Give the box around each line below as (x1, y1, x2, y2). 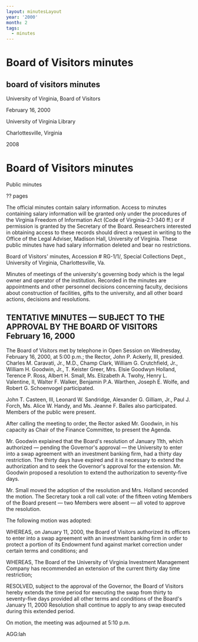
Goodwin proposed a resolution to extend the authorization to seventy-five (6, 469, 187, 476)
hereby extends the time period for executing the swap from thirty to (6, 588, 173, 596)
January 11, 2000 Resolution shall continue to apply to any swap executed (6, 601, 186, 608)
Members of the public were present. (6, 408, 96, 415)
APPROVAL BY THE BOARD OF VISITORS (6, 322, 158, 332)
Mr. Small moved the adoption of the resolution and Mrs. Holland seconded (6, 486, 189, 493)
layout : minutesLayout (6, 8, 62, 15)
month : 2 (6, 19, 28, 25)
